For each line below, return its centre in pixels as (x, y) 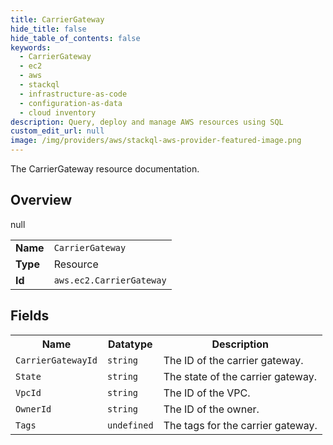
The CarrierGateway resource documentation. (105, 169)
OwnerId (33, 409)
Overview (41, 200)
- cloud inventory (58, 112)
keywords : (31, 47)
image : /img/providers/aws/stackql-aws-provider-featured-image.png (156, 141)
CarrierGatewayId (56, 360)
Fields (30, 316)
